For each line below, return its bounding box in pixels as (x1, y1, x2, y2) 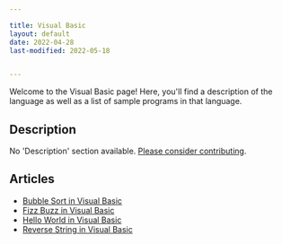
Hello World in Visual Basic (22, 214, 122, 225)
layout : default (9, 29, 70, 39)
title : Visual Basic (9, 21, 87, 30)
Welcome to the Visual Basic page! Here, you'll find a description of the (9, 86, 273, 97)
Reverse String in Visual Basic (22, 223, 133, 234)
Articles (9, 171, 56, 187)
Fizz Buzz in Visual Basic (22, 205, 115, 215)
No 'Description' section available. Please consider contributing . (9, 145, 247, 157)
